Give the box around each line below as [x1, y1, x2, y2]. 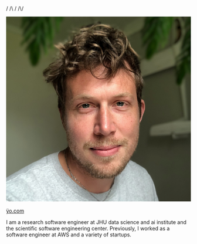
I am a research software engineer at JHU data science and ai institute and [6, 219, 186, 225]
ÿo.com [6, 208, 25, 214]
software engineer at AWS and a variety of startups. [6, 231, 132, 238]
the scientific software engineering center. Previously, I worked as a [6, 225, 170, 232]
